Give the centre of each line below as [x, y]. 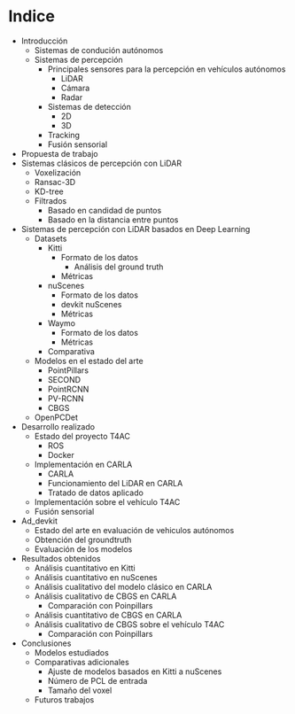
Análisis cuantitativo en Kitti [85, 568]
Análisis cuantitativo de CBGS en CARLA [108, 615]
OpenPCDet [56, 417]
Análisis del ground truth [119, 267]
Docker [61, 454]
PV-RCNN [66, 398]
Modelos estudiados [72, 652]
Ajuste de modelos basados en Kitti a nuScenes [135, 671]
